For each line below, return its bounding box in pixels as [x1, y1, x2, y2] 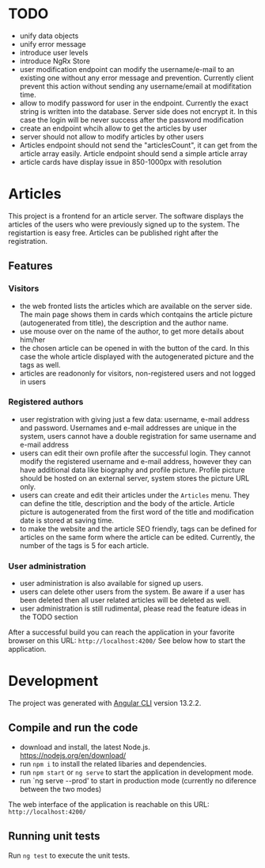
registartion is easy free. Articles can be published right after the [8, 227, 219, 238]
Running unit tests [8, 829, 100, 843]
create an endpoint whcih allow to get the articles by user [19, 124, 207, 133]
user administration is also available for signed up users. [19, 579, 203, 588]
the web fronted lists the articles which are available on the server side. [19, 301, 253, 310]
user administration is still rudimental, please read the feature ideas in [19, 603, 247, 614]
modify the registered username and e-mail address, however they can [19, 456, 252, 466]
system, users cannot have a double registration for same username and [19, 431, 257, 440]
